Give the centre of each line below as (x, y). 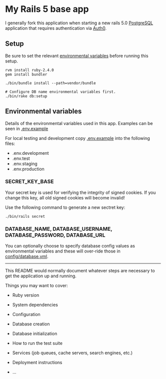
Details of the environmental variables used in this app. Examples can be (79, 123)
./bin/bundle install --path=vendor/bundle (51, 83)
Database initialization (35, 334)
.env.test (21, 158)
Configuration (26, 315)
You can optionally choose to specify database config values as (70, 246)
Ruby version (26, 295)
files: (10, 143)
